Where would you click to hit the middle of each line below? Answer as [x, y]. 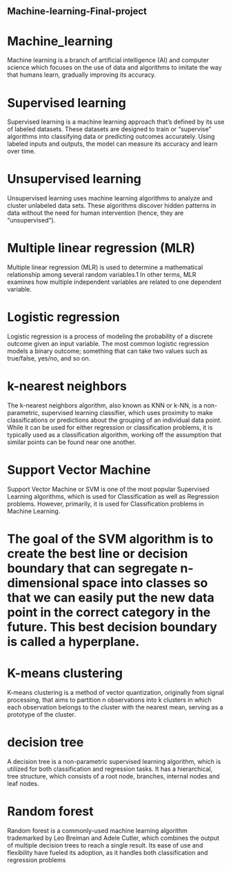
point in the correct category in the [109, 612]
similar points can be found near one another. [72, 442]
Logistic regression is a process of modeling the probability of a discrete [110, 336]
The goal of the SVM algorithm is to [110, 539]
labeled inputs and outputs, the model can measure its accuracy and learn [112, 144]
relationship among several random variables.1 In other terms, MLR [102, 275]
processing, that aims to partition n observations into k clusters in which [109, 700]
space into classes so [145, 583]
